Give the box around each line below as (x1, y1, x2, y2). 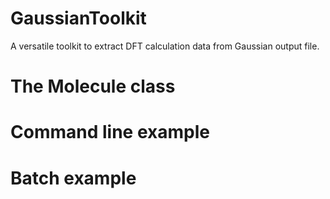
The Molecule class (10, 75, 176, 98)
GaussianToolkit (10, 7, 147, 30)
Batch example (10, 167, 137, 189)
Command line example (10, 121, 210, 144)
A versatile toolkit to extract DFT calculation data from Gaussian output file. (10, 40, 320, 52)
